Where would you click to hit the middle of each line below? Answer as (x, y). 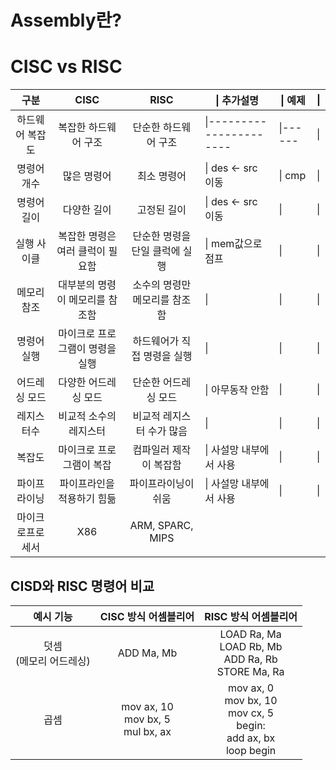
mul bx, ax (147, 731)
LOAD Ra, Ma (250, 634)
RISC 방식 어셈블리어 (251, 616)
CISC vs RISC (66, 67)
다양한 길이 (87, 210)
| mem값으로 (233, 244)
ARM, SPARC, (161, 526)
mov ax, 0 (251, 688)
